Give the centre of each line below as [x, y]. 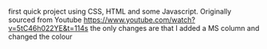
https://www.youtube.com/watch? [139, 20]
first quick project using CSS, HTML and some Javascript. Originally [120, 11]
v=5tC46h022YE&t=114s [49, 28]
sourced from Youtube [45, 20]
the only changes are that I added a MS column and [175, 28]
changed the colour [41, 36]
